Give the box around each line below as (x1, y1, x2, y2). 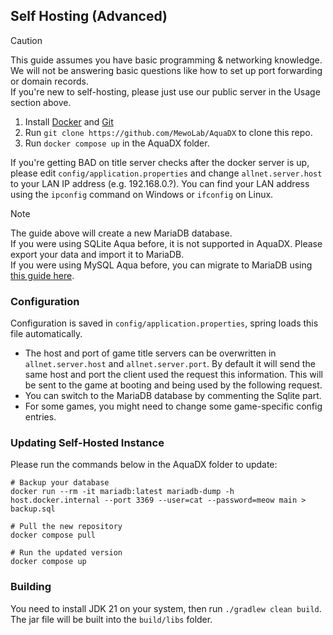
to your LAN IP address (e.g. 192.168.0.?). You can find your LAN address (10, 177, 310, 189)
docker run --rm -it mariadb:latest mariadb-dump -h (10, 487, 235, 497)
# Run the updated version (10, 548, 123, 558)
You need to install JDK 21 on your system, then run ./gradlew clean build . (10, 602, 322, 614)
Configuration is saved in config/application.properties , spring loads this (10, 317, 319, 329)
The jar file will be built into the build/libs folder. (10, 613, 213, 625)
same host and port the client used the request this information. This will (24, 369, 324, 381)
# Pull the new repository (10, 522, 123, 532)
